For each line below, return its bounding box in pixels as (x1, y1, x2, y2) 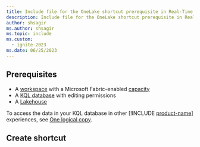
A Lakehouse (14, 98, 48, 105)
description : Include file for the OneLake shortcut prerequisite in (6, 14, 183, 20)
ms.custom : (6, 36, 33, 42)
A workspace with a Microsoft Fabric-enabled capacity (14, 85, 150, 92)
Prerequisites (6, 70, 57, 80)
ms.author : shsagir (6, 25, 55, 32)
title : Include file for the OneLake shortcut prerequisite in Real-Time (6, 8, 193, 15)
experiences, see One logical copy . (6, 115, 92, 123)
